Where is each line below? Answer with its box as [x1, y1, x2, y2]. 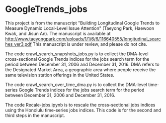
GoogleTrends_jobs [5, 3, 88, 15]
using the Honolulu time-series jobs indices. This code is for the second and [5, 107, 162, 113]
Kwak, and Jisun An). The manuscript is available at [5, 30, 111, 36]
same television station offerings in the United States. [5, 72, 114, 78]
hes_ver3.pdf [5, 41, 32, 47]
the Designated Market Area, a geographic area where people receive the [5, 66, 156, 73]
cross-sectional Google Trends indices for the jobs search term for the [5, 56, 150, 62]
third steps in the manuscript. [5, 112, 66, 118]
